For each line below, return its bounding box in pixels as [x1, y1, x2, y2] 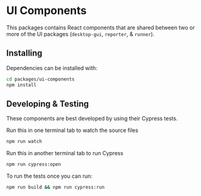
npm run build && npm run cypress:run [6, 184, 105, 191]
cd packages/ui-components [6, 76, 75, 82]
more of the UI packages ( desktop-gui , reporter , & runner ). [6, 30, 155, 37]
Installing [6, 48, 43, 59]
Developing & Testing [6, 98, 90, 109]
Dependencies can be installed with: [6, 64, 97, 71]
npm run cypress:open [6, 161, 62, 168]
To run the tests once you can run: [6, 172, 93, 180]
